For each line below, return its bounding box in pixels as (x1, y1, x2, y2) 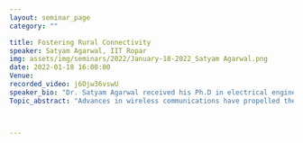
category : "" (9, 22, 59, 31)
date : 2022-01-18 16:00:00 (9, 63, 111, 72)
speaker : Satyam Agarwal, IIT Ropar (9, 46, 147, 55)
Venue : (9, 71, 34, 81)
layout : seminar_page (9, 13, 91, 22)
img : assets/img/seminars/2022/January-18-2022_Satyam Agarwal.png (9, 55, 269, 64)
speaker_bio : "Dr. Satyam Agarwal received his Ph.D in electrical (9, 87, 269, 97)
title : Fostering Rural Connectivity (9, 38, 151, 47)
